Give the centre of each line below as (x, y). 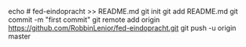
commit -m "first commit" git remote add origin (84, 20)
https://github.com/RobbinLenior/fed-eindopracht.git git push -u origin (122, 28)
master (20, 36)
